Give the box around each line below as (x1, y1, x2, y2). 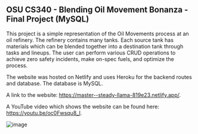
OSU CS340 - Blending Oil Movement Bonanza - (6, 5, 188, 15)
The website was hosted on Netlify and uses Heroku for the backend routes (6, 73, 192, 80)
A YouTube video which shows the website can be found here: (6, 103, 160, 110)
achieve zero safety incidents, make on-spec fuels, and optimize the (6, 55, 174, 62)
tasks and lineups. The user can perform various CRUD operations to (6, 49, 176, 56)
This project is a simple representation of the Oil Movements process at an (6, 30, 189, 37)
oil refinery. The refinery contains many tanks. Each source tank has (6, 36, 174, 44)
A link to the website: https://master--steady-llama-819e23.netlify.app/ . (6, 91, 181, 98)
